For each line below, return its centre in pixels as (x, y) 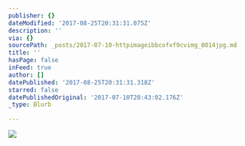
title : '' (25, 53)
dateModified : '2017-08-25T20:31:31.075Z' (80, 23)
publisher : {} (32, 16)
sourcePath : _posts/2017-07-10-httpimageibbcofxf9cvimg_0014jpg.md (123, 45)
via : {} (21, 38)
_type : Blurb (30, 105)
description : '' (35, 30)
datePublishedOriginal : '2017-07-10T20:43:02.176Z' (96, 97)
